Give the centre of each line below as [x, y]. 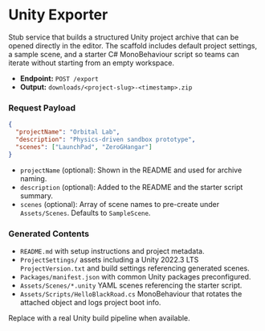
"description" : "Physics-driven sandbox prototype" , [106, 139]
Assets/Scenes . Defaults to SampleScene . [85, 213]
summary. [37, 196]
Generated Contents [49, 234]
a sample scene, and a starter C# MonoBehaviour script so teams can [124, 54]
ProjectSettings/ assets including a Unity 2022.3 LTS [109, 259]
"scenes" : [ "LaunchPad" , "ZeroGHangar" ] [84, 147]
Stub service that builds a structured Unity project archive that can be [124, 37]
